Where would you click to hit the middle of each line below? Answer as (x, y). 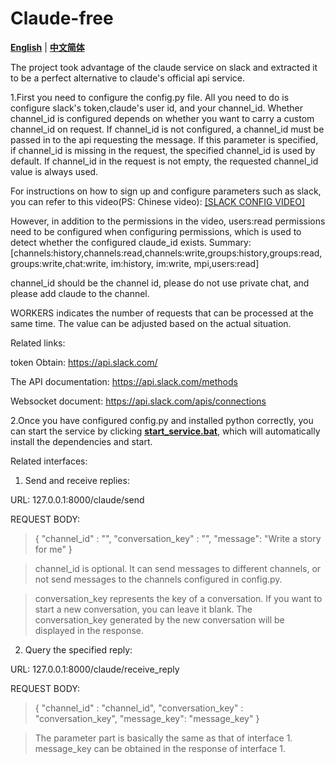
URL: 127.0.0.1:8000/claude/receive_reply (95, 669)
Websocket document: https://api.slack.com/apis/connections (138, 401)
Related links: (38, 343)
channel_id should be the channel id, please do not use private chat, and (160, 283)
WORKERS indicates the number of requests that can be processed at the (162, 313)
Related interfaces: (49, 461)
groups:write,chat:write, (59, 263)
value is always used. (54, 171)
